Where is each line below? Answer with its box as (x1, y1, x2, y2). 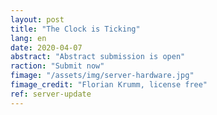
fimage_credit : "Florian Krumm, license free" (10, 80, 208, 90)
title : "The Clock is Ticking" (10, 24, 141, 34)
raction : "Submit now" (10, 61, 105, 71)
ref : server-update (10, 89, 92, 99)
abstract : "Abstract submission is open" (10, 52, 186, 62)
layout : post (10, 14, 65, 25)
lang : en (10, 33, 47, 43)
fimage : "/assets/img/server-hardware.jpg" (10, 71, 195, 81)
